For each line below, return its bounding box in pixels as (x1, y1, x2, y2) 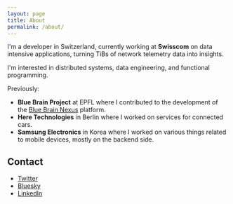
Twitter (17, 175, 39, 183)
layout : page (7, 10, 46, 18)
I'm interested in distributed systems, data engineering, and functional (7, 64, 211, 72)
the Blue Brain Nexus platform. (17, 106, 107, 114)
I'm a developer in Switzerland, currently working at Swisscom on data (7, 43, 213, 51)
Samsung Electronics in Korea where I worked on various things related (17, 128, 227, 137)
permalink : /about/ (7, 23, 65, 30)
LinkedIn (17, 189, 43, 198)
